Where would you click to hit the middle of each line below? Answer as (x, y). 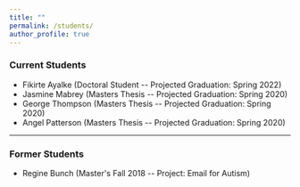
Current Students (48, 65)
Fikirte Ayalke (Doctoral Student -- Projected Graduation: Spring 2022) (152, 85)
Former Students (47, 154)
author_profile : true (50, 34)
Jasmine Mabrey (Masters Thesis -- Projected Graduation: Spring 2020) (155, 93)
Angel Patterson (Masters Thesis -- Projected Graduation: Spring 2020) (154, 122)
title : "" (28, 17)
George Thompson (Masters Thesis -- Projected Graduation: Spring (146, 103)
